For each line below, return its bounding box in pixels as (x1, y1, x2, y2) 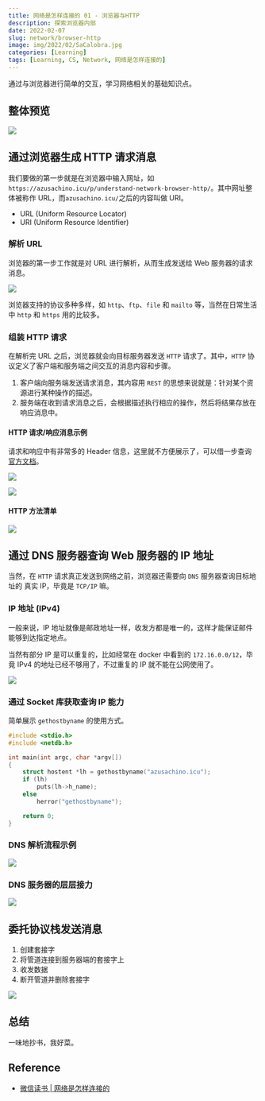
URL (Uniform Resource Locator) (19, 208, 127, 219)
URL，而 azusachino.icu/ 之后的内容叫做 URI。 (37, 192, 188, 203)
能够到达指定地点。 (8, 633, 71, 642)
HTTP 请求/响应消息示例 (8, 427, 87, 437)
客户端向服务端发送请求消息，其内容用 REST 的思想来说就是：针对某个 (19, 378, 248, 388)
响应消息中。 (19, 408, 62, 417)
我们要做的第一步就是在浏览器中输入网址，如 (8, 173, 155, 183)
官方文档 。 (8, 456, 44, 466)
